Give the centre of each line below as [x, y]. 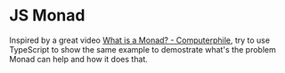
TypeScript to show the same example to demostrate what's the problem [142, 49]
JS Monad [47, 16]
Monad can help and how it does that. [79, 59]
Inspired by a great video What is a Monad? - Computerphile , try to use [139, 40]
